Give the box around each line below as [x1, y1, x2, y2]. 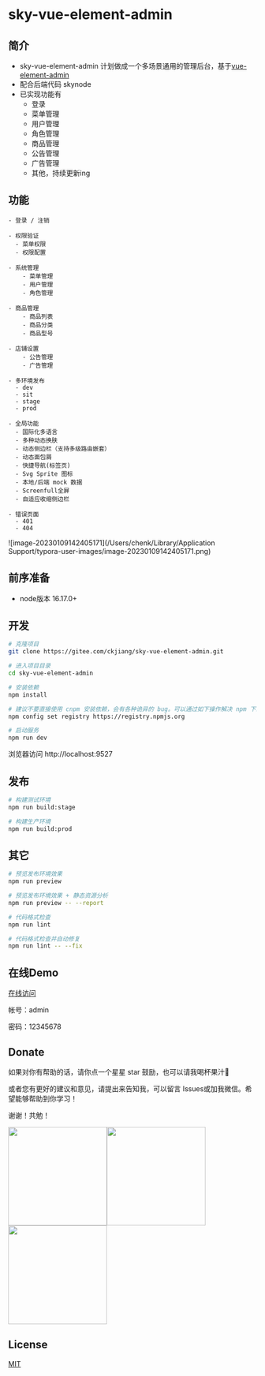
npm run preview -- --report [8, 899, 104, 907]
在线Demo [8, 966, 59, 979]
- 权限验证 [8, 231, 39, 240]
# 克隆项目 [8, 641, 39, 649]
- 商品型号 [22, 329, 54, 337]
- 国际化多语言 [15, 428, 58, 436]
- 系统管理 [8, 264, 39, 271]
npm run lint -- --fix [8, 942, 83, 950]
